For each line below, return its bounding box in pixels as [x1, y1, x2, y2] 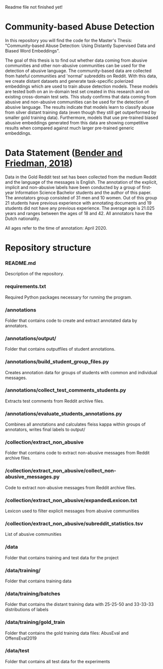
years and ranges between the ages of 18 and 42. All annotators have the [5, 210, 153, 216]
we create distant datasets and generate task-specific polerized [5, 78, 134, 84]
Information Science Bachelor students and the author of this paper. [15, 190, 152, 195]
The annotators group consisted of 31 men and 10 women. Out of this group [5, 194, 158, 200]
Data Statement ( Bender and [5, 147, 123, 159]
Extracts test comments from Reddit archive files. [5, 398, 104, 404]
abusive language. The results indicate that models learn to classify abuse [5, 104, 155, 110]
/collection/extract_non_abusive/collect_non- [5, 467, 116, 474]
